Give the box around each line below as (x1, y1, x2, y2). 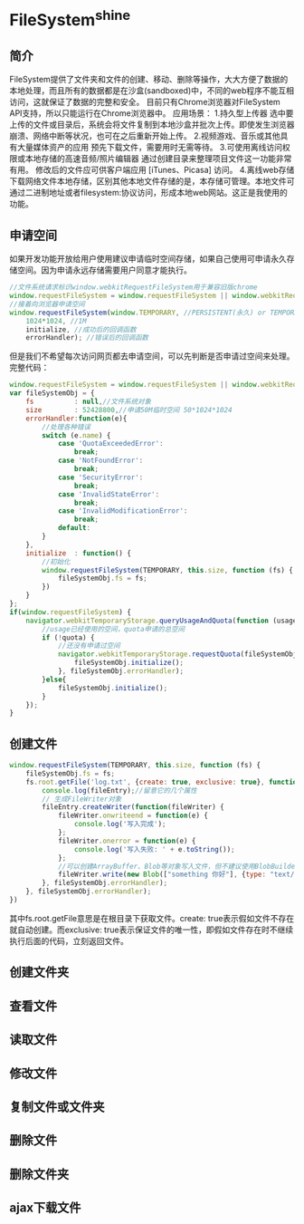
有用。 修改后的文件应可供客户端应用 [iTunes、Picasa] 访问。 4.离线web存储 (9, 165, 295, 176)
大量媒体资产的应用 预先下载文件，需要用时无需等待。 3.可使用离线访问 (16, 142, 283, 153)
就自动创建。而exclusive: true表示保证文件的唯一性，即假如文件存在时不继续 (9, 924, 294, 935)
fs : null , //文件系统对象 (25, 397, 152, 407)
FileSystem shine (9, 6, 131, 31)
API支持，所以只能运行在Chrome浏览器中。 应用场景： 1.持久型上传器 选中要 (9, 108, 294, 119)
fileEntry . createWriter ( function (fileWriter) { (42, 803, 224, 812)
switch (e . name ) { (42, 430, 111, 440)
